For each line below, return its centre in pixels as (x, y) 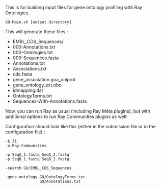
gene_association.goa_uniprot (44, 79)
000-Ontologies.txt (33, 52)
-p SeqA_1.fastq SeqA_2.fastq (37, 155)
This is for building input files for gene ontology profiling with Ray (74, 7)
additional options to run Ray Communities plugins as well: (66, 116)
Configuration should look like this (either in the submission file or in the (81, 126)
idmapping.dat (28, 90)
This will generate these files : (37, 32)
